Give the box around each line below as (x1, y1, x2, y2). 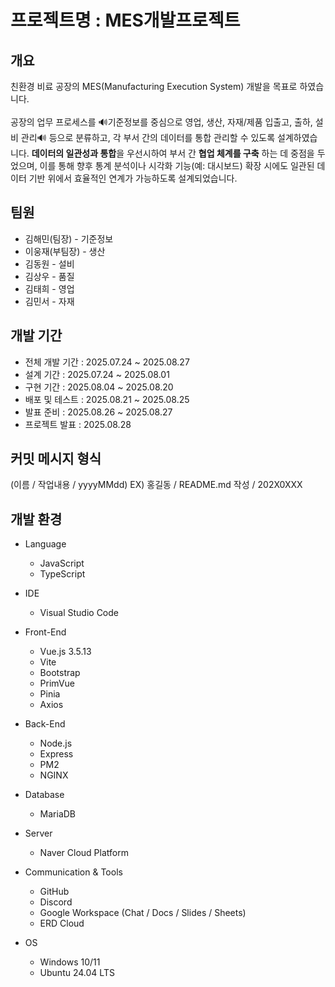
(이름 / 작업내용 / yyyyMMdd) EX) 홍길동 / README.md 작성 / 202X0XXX (10, 479, 303, 491)
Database (24, 789, 65, 801)
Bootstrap (39, 667, 81, 679)
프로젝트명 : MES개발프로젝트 (10, 9, 241, 32)
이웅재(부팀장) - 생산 (24, 245, 106, 257)
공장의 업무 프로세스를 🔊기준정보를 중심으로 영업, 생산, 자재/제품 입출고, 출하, (10, 116, 313, 128)
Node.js (39, 737, 73, 750)
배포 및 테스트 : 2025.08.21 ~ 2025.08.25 (24, 393, 190, 405)
